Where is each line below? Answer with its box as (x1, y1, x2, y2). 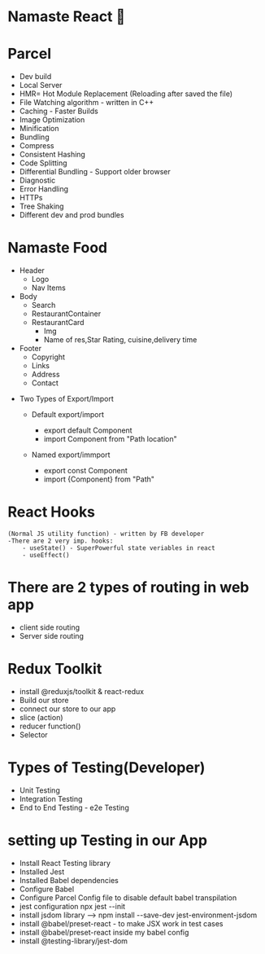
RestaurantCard (31, 318, 85, 328)
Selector (19, 729, 48, 740)
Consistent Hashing (19, 150, 86, 160)
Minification (19, 124, 59, 134)
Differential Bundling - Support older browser (19, 167, 172, 177)
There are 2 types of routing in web (7, 578, 250, 597)
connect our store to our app (19, 704, 116, 714)
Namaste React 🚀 (7, 7, 126, 26)
